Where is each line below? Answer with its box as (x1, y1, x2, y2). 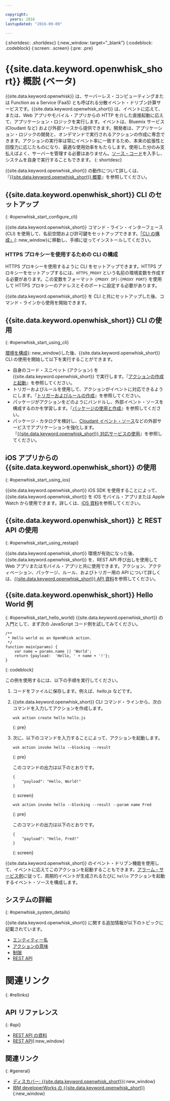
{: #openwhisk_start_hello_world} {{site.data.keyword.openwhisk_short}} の (5, 614, 163, 620)
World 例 (5, 600, 33, 609)
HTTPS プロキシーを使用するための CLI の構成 (5, 251, 118, 258)
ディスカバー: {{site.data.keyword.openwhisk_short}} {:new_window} (12, 1079, 156, 1085)
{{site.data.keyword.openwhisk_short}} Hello (5, 591, 153, 600)
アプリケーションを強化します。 (30, 425, 97, 431)
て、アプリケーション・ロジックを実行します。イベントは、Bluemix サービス (5, 119, 165, 125)
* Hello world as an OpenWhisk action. (7, 635, 92, 640)
